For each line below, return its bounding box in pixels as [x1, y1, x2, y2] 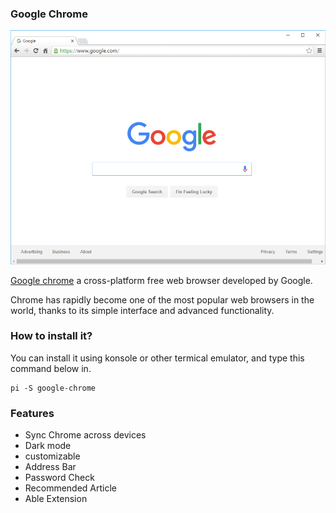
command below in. [10, 362, 92, 374]
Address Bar [24, 461, 77, 473]
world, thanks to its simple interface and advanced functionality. [10, 304, 275, 316]
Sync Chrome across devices [24, 429, 147, 441]
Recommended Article [24, 482, 118, 494]
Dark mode [24, 440, 72, 452]
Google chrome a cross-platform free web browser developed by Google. [10, 274, 313, 286]
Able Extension [24, 493, 88, 505]
